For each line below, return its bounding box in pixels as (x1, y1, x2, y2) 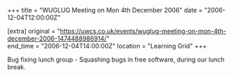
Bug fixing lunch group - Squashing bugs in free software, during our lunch (7, 55, 225, 64)
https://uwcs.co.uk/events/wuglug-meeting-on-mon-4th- (59, 27, 227, 35)
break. (7, 63, 26, 71)
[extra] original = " (7, 27, 60, 35)
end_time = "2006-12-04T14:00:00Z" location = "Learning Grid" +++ (7, 42, 207, 50)
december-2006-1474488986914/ (7, 34, 107, 43)
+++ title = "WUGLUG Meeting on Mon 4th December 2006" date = (7, 6, 203, 14)
